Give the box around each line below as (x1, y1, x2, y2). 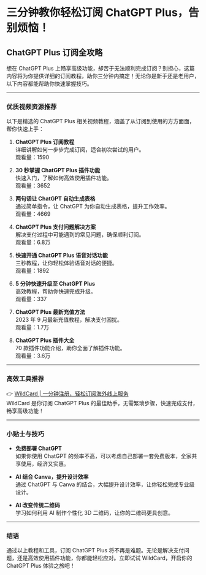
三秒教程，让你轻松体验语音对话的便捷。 (15, 259, 118, 267)
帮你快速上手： (6, 125, 44, 132)
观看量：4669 (15, 210, 51, 218)
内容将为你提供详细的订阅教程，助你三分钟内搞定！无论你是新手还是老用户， (6, 72, 200, 80)
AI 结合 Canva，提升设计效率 (15, 473, 89, 480)
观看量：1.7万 (15, 324, 50, 331)
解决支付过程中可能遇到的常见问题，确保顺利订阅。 (15, 231, 145, 238)
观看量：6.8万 (15, 238, 51, 246)
